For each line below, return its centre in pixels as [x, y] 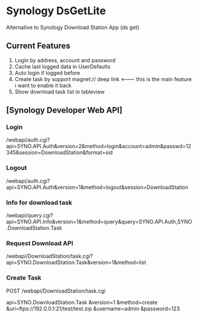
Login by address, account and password [65, 60]
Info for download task [39, 203]
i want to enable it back [43, 85]
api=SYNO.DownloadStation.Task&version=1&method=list [76, 262]
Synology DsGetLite [56, 11]
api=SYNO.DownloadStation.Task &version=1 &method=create [82, 302]
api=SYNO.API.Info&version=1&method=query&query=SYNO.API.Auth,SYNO [99, 222]
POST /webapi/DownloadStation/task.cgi [56, 291]
